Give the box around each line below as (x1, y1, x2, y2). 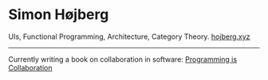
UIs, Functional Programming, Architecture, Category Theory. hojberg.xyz (8, 32, 250, 41)
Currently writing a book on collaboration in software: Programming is (8, 54, 238, 64)
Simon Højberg (8, 6, 109, 24)
